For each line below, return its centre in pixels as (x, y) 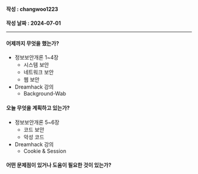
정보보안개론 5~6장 (37, 122)
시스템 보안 (36, 65)
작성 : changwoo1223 (32, 9)
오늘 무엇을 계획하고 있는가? (38, 108)
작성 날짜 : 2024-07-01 (34, 23)
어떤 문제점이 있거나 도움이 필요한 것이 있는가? (59, 165)
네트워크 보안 (39, 72)
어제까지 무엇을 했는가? (33, 43)
